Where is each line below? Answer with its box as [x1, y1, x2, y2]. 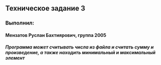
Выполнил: [5, 19, 34, 27]
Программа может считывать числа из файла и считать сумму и [5, 44, 154, 50]
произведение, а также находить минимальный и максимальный [5, 49, 156, 55]
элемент [5, 55, 25, 61]
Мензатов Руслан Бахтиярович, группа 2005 [5, 32, 107, 38]
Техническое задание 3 [5, 4, 86, 13]
